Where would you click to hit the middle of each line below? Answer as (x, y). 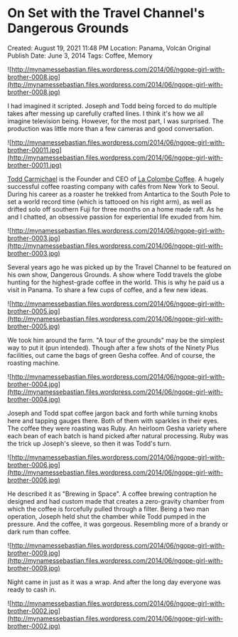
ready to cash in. (32, 589)
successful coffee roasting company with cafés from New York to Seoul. (113, 186)
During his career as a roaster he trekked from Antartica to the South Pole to (119, 194)
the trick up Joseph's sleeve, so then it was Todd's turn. (90, 443)
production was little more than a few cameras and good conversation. (111, 128)
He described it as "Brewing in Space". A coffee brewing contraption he (112, 494)
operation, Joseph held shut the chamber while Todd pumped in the (107, 516)
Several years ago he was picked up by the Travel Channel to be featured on (119, 267)
